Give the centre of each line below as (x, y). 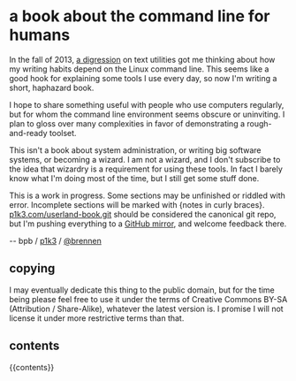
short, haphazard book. (52, 88)
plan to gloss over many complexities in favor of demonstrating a (127, 123)
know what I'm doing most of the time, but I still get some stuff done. (134, 178)
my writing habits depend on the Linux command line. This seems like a (139, 69)
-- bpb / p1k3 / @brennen (55, 240)
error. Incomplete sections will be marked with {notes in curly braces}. (137, 204)
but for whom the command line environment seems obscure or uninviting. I (147, 114)
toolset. (63, 133)
